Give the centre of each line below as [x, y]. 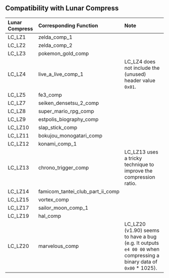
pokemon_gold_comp [64, 53]
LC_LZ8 [17, 111]
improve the [139, 171]
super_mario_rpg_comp [66, 111]
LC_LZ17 [18, 208]
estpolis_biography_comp [69, 119]
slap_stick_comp [58, 127]
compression [140, 177]
